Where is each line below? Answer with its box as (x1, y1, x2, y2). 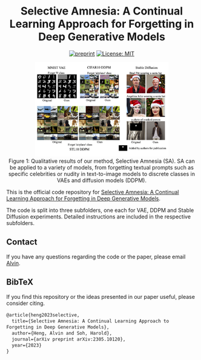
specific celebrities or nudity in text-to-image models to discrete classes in (8, 171, 196, 178)
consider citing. (6, 299, 45, 307)
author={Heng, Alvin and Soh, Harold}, (12, 330, 113, 336)
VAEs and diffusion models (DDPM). (56, 177, 147, 184)
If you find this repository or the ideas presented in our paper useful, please (6, 293, 196, 300)
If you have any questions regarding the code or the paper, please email (6, 253, 186, 260)
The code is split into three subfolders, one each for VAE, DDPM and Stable (6, 207, 194, 214)
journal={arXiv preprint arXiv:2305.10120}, (12, 336, 126, 342)
